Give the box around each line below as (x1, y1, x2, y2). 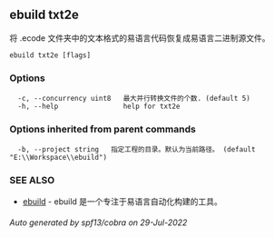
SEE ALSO (9, 174, 55, 187)
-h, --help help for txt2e (17, 102, 181, 112)
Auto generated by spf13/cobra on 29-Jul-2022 (9, 217, 188, 228)
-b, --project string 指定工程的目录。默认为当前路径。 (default (17, 145, 256, 154)
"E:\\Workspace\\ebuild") (9, 153, 107, 163)
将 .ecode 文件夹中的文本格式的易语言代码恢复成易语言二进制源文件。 (9, 32, 270, 44)
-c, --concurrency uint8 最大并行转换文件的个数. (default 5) (17, 94, 251, 104)
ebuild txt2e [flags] (9, 50, 92, 60)
